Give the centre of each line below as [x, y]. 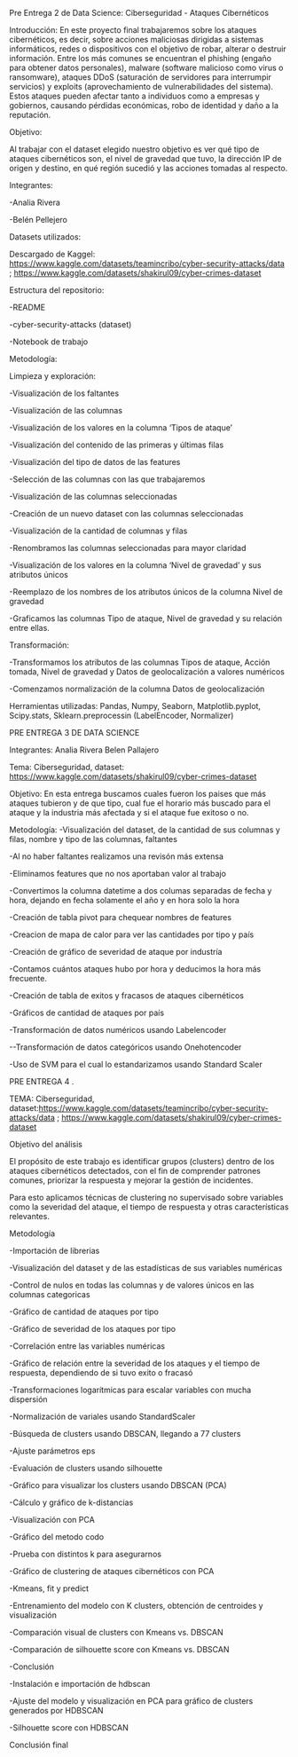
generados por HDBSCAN [56, 1710]
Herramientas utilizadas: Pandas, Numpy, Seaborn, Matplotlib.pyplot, [135, 706]
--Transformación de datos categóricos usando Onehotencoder [125, 1047]
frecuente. [28, 978]
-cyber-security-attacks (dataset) [71, 324]
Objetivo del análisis [46, 1144]
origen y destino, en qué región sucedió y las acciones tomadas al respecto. [149, 168]
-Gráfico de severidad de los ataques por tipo [92, 1329]
